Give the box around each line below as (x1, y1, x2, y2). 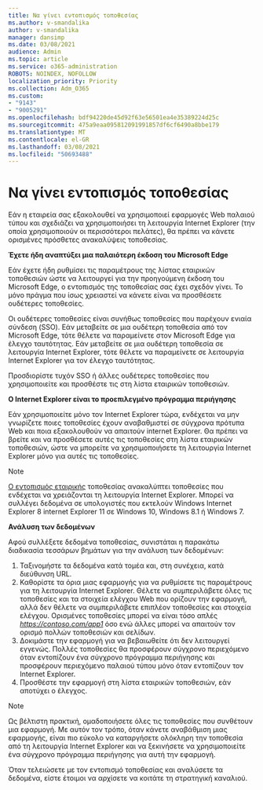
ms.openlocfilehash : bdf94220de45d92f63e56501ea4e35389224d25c (8, 114, 220, 122)
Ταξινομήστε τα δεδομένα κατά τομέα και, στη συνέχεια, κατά (19, 561, 225, 570)
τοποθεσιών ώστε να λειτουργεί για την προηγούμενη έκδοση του (8, 274, 225, 283)
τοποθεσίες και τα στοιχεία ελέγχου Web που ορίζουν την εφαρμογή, (19, 594, 247, 604)
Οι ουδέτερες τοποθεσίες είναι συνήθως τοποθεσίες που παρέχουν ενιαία (8, 314, 252, 324)
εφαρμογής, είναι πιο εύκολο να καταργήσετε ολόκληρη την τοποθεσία (8, 733, 243, 743)
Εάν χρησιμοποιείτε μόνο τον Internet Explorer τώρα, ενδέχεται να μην (8, 410, 239, 419)
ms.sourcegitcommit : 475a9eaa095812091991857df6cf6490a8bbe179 (8, 121, 220, 129)
